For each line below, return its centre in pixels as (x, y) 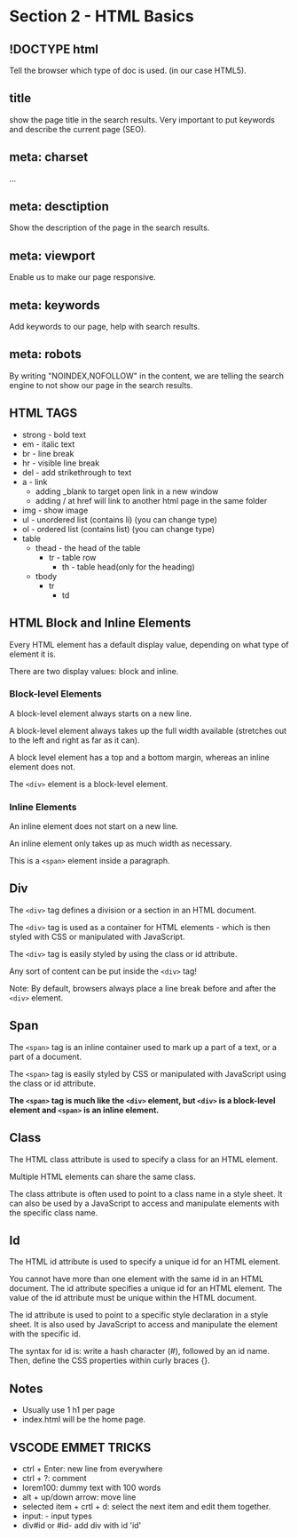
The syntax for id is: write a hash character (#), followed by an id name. (140, 1351)
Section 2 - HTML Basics (102, 16)
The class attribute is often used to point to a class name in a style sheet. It (146, 1193)
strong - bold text (54, 434)
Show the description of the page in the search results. (110, 227)
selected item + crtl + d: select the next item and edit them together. (146, 1506)
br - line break (48, 453)
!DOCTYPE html (54, 49)
